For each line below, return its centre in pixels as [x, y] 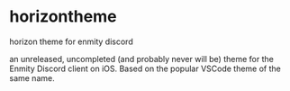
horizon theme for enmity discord [71, 41]
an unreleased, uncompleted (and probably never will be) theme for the [142, 59]
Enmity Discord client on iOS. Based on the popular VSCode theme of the [145, 68]
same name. [32, 77]
